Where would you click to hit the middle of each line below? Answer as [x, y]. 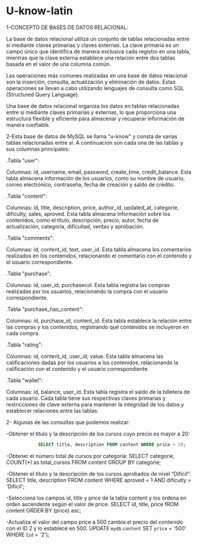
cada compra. [23, 333]
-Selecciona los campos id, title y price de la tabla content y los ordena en [96, 498]
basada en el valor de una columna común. [59, 64]
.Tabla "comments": [30, 238]
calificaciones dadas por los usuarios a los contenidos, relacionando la [92, 362]
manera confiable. [28, 125]
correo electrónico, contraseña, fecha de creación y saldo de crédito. [91, 184]
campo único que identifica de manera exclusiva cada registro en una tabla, [98, 51]
